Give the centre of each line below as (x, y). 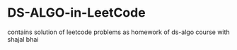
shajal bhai (23, 39)
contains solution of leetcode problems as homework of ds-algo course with (118, 32)
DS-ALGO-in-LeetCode (77, 13)
